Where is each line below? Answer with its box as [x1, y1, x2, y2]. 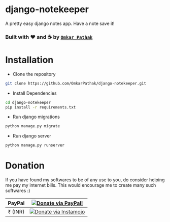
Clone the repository [12, 71, 56, 77]
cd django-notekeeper [5, 100, 51, 105]
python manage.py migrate [5, 124, 60, 129]
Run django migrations [12, 114, 60, 120]
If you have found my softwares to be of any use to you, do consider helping [5, 177, 165, 183]
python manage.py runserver [5, 143, 65, 148]
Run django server [12, 133, 52, 139]
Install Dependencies [12, 90, 57, 96]
